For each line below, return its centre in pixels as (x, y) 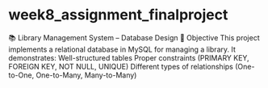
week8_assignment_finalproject (118, 15)
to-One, (21, 75)
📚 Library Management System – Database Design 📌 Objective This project (134, 37)
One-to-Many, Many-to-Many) (86, 75)
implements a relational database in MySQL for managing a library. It (122, 49)
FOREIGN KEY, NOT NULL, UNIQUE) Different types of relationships (121, 66)
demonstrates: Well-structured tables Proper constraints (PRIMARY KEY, (129, 57)
